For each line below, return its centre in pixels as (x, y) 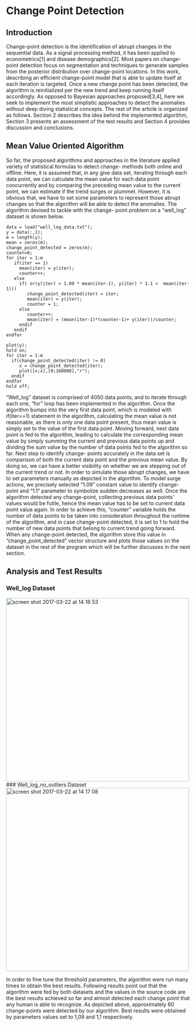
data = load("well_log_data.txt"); (49, 227)
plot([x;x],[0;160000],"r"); (55, 371)
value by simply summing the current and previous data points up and (90, 441)
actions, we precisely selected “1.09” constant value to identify (82, 484)
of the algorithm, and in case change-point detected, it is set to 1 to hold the (97, 522)
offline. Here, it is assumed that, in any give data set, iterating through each (97, 173)
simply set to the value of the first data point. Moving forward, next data (93, 428)
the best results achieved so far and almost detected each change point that (98, 998)
